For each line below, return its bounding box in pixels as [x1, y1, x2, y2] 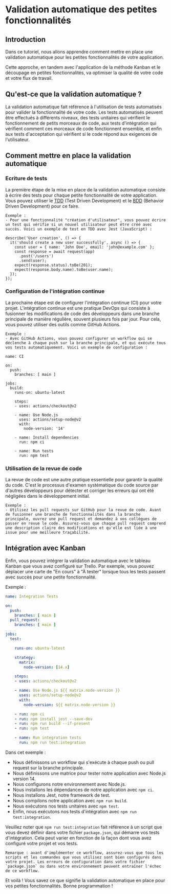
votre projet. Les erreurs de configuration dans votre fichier [5, 859, 145, 864]
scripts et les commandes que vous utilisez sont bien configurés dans [5, 854, 161, 860]
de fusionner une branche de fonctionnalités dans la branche [5, 512, 141, 517]
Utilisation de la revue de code [5, 465, 82, 472]
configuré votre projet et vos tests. [5, 840, 78, 846]
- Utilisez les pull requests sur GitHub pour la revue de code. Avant [5, 507, 161, 513]
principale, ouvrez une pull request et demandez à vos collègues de [5, 516, 157, 522]
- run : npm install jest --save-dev [14, 716, 93, 722]
